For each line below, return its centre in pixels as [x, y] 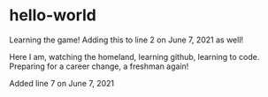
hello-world [53, 15]
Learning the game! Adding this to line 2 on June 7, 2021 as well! [126, 40]
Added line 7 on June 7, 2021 [62, 83]
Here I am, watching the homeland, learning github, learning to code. [134, 56]
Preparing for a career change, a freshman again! [99, 66]
